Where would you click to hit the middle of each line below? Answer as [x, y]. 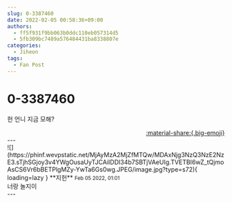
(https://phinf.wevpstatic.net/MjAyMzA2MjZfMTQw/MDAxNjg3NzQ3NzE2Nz [116, 154]
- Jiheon [26, 52]
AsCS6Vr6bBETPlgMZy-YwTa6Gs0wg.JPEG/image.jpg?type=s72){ [103, 169]
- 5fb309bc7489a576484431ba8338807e [66, 39]
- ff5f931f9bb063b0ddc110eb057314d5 [66, 33]
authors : [20, 26]
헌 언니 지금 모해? [31, 119]
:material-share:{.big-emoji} [185, 132]
